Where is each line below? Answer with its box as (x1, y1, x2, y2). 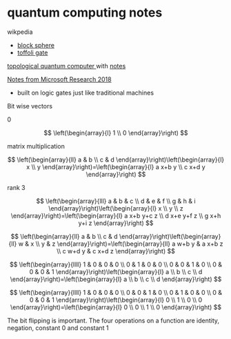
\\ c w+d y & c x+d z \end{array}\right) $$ (56, 246, 176, 255)
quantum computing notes (7, 5, 163, 21)
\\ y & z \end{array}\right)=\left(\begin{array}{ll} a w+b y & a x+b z (35, 240, 223, 248)
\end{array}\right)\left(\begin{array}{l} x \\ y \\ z (48, 204, 184, 212)
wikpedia (7, 28, 33, 36)
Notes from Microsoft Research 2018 (7, 75, 112, 84)
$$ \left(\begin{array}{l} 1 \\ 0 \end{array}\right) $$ (43, 128, 188, 137)
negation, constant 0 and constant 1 (7, 323, 109, 332)
